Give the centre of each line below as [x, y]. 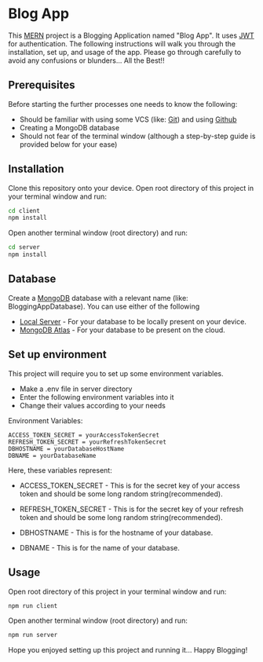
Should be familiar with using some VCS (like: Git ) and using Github [128, 119]
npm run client [33, 605]
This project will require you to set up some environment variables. [116, 373]
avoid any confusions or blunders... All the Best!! [86, 60]
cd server [24, 247]
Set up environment [58, 355]
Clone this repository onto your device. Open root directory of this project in [131, 188]
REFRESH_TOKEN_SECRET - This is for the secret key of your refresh [131, 509]
